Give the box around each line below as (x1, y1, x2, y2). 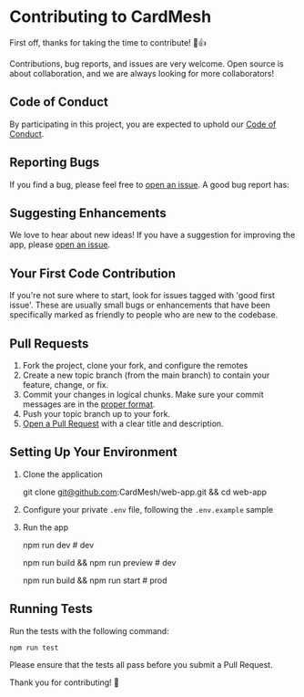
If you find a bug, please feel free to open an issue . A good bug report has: (9, 179, 289, 190)
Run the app (22, 522, 69, 533)
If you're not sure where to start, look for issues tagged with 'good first (9, 290, 276, 301)
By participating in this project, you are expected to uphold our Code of (9, 119, 277, 130)
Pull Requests (9, 336, 89, 351)
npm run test (9, 643, 59, 652)
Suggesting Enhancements (9, 205, 167, 221)
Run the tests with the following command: (9, 625, 170, 636)
